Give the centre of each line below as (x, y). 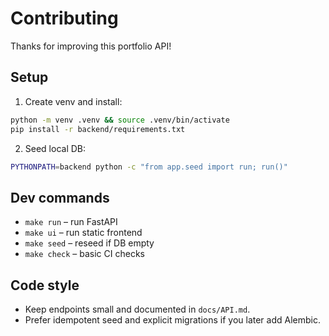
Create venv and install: (73, 101)
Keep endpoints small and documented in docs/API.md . (137, 309)
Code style (45, 285)
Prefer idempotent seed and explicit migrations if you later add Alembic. (172, 320)
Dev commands (60, 197)
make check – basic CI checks (84, 254)
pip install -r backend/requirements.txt (98, 129)
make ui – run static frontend (83, 233)
